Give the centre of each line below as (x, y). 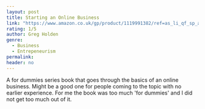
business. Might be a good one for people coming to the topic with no (94, 86)
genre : (15, 40)
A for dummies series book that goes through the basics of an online (92, 80)
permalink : (20, 57)
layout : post (23, 12)
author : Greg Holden (33, 35)
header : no (20, 62)
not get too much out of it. (39, 99)
